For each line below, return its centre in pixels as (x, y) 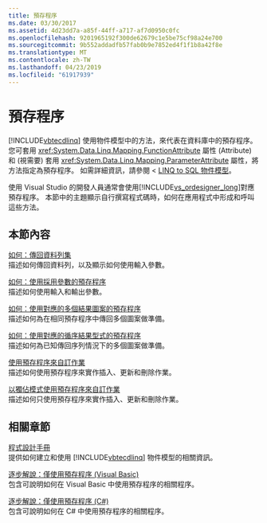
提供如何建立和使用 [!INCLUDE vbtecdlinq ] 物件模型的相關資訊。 (113, 458)
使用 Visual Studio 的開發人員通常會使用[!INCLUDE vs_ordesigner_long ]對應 (132, 187)
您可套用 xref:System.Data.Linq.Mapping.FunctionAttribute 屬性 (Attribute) (130, 150)
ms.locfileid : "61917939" (51, 75)
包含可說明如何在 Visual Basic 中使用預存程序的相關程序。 (104, 484)
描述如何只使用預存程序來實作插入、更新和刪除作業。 (96, 400)
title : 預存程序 (33, 16)
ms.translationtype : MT (48, 53)
